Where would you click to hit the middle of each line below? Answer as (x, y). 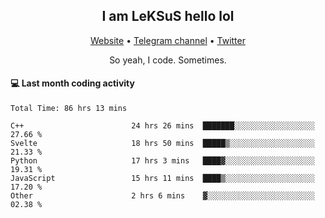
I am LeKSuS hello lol (168, 16)
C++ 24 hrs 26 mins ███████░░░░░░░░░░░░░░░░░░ (162, 126)
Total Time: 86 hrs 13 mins (69, 109)
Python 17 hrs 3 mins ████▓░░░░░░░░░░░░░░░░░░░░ (162, 161)
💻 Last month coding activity (72, 83)
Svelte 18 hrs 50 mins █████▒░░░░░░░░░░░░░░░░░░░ (162, 144)
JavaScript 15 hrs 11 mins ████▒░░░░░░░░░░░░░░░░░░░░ (162, 179)
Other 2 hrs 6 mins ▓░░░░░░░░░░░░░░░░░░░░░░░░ (162, 196)
